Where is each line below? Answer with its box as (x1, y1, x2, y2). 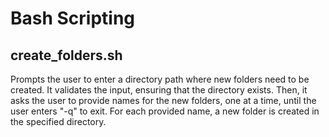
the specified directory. (10, 116, 107, 127)
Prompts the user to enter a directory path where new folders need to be (10, 73, 310, 85)
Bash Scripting (10, 7, 136, 30)
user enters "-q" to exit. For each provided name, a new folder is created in (10, 105, 320, 117)
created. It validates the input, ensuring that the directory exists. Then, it (10, 84, 308, 96)
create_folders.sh (10, 47, 123, 64)
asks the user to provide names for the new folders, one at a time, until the (10, 95, 317, 106)
